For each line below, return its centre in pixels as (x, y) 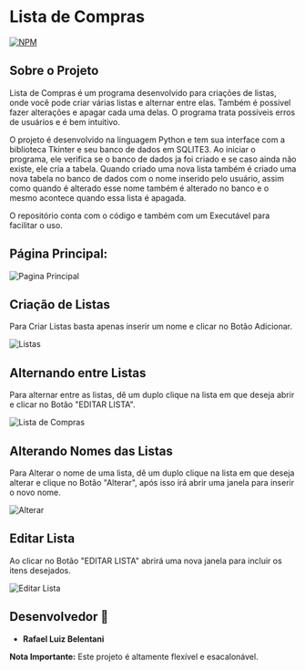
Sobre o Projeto (54, 71)
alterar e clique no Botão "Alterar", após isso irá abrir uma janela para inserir (152, 482)
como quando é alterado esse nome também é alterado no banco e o (139, 188)
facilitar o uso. (36, 225)
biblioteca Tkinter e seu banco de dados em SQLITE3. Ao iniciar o (133, 149)
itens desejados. (40, 570)
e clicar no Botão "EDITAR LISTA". (72, 404)
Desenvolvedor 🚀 (59, 617)
